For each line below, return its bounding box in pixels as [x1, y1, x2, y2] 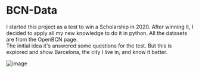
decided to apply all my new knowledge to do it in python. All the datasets [6, 29, 188, 36]
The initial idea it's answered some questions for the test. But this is [6, 42, 172, 49]
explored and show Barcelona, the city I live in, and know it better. [6, 48, 168, 55]
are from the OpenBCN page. [6, 36, 78, 43]
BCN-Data [6, 4, 58, 17]
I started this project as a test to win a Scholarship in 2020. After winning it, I [6, 23, 194, 30]
